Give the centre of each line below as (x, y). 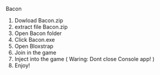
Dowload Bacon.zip (39, 20)
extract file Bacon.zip (41, 27)
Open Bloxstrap (34, 46)
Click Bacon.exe (35, 40)
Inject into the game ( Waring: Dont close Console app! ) (85, 59)
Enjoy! (22, 65)
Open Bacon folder (38, 33)
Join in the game (35, 53)
